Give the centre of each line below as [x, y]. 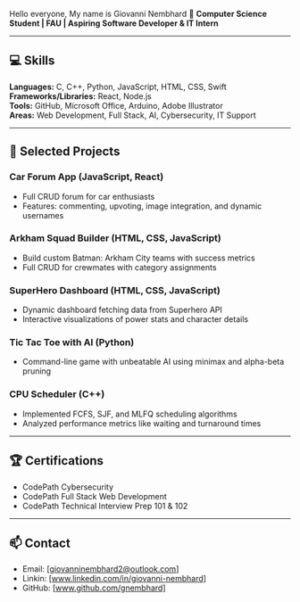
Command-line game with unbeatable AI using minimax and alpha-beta [153, 362]
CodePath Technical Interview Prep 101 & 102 [105, 506]
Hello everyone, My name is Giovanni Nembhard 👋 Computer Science [138, 14]
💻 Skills [32, 61]
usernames [43, 215]
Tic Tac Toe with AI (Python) [72, 342]
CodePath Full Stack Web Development [94, 496]
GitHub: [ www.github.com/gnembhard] [94, 588]
